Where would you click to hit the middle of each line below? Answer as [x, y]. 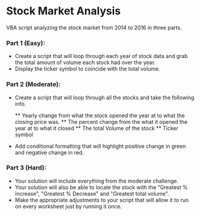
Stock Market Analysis [64, 11]
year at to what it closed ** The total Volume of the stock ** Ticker [96, 128]
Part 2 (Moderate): [33, 84]
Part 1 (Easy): [26, 43]
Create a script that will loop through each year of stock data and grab [101, 56]
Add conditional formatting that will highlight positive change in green [100, 146]
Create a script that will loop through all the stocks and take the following [104, 98]
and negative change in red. [49, 152]
